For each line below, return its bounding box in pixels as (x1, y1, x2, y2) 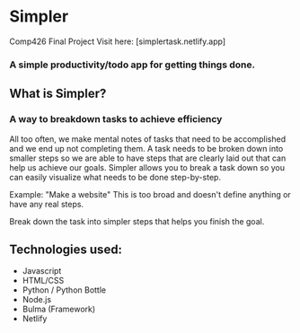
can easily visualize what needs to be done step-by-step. (9, 171, 222, 182)
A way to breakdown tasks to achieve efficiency (9, 113, 223, 126)
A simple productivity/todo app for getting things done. (9, 58, 256, 71)
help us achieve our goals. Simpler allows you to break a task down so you (9, 162, 286, 172)
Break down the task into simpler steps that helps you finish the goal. (9, 215, 265, 226)
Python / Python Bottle (22, 285, 106, 295)
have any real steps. (9, 198, 84, 209)
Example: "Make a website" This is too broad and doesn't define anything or (9, 188, 292, 199)
